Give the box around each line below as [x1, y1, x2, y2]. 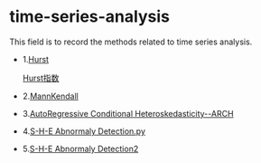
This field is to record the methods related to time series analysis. [9, 36, 253, 47]
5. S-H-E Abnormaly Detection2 [22, 143, 139, 154]
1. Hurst [22, 53, 50, 64]
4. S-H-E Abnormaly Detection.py [22, 125, 146, 137]
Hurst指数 [22, 72, 60, 83]
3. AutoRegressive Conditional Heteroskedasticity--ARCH [22, 108, 234, 119]
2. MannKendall [22, 91, 79, 101]
